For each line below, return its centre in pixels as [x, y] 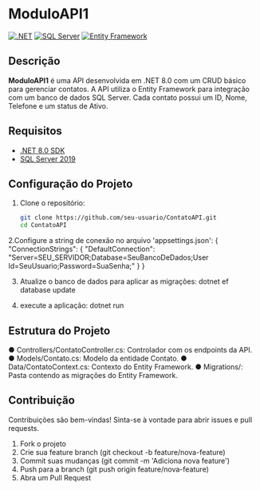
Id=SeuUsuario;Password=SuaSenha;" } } [77, 266]
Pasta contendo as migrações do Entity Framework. [93, 375]
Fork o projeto [43, 444]
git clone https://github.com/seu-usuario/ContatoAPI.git [118, 218]
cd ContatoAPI [43, 225]
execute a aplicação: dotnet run [72, 305]
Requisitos [35, 131]
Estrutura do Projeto [59, 331]
